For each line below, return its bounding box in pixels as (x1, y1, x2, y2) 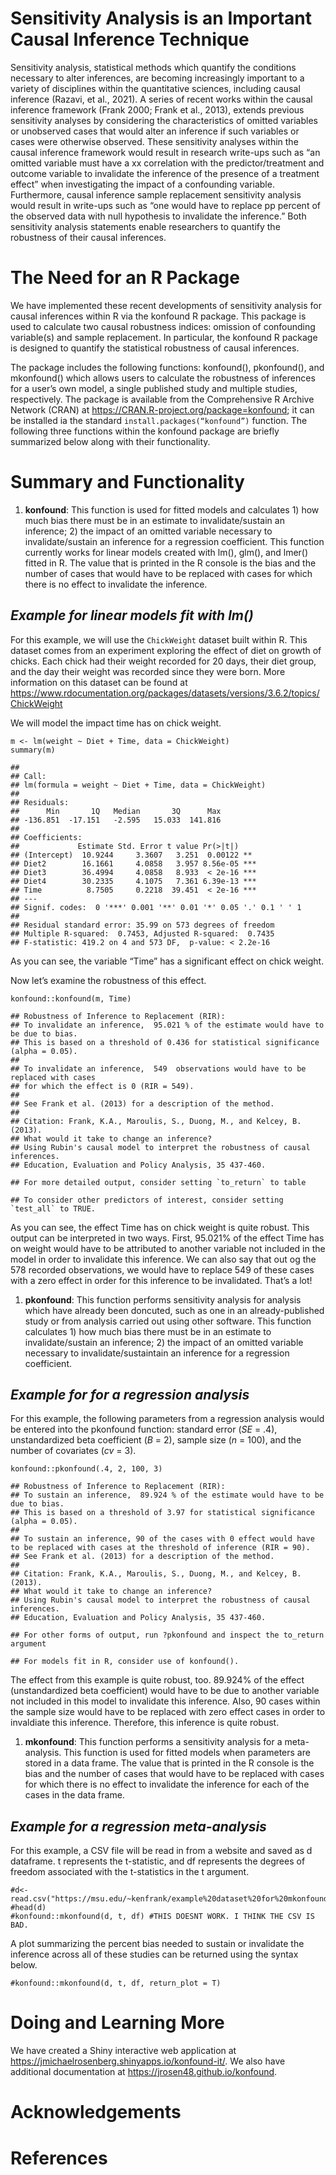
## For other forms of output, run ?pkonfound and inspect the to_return (10, 1630, 325, 1641)
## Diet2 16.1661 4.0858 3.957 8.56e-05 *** (10, 858, 257, 869)
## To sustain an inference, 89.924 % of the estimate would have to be (10, 1490, 325, 1501)
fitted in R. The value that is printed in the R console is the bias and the (24, 557, 317, 569)
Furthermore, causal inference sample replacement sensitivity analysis (10, 188, 302, 201)
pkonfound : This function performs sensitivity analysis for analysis (24, 1293, 302, 1306)
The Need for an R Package (10, 267, 240, 289)
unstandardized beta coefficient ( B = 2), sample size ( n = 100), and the (10, 1434, 302, 1446)
